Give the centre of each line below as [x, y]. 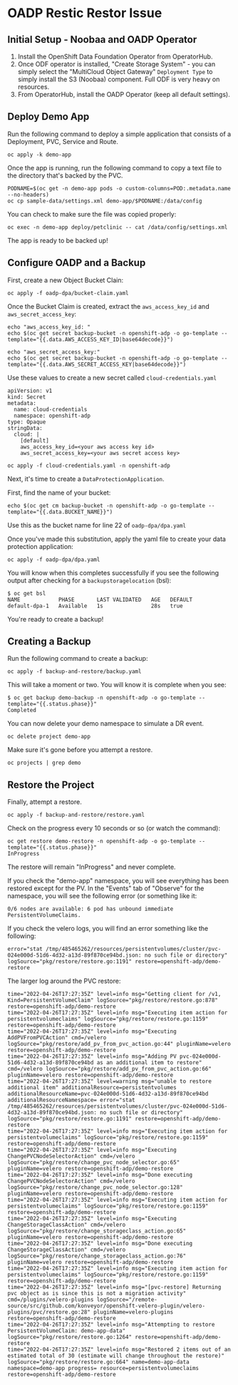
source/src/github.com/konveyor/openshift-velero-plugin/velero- [106, 1306]
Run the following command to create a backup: [78, 659]
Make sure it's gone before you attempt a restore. [80, 750]
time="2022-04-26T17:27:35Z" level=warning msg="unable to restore [110, 1081]
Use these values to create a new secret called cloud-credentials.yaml [112, 377]
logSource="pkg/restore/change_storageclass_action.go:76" [97, 1256]
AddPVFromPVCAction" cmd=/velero [57, 1038]
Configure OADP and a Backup [77, 263]
